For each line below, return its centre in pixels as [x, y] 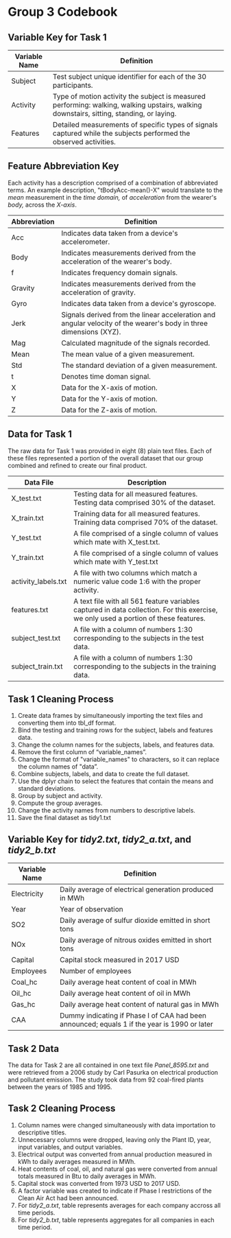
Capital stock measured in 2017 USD [120, 960]
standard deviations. [47, 789]
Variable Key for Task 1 [57, 37]
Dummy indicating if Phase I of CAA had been [133, 1016]
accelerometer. [86, 242]
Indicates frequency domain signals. [119, 272]
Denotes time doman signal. [106, 376]
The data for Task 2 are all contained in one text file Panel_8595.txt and [108, 1065]
